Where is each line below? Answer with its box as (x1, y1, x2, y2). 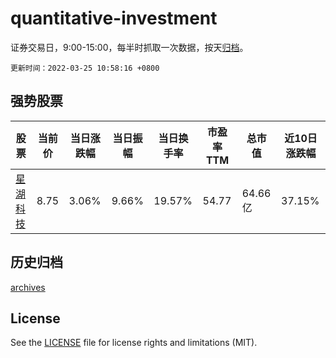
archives (10, 281, 46, 293)
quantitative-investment (10, 7, 218, 30)
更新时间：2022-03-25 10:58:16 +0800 (10, 63, 160, 73)
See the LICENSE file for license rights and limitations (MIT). (10, 337, 258, 349)
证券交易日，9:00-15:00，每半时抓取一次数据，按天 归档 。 (10, 41, 249, 53)
